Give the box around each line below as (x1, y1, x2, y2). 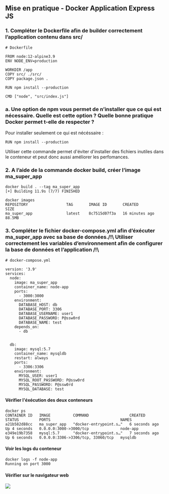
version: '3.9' (5, 266, 37, 272)
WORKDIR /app (5, 67, 33, 73)
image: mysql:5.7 (14, 346, 51, 351)
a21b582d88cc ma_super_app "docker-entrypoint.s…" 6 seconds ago (5, 421, 159, 427)
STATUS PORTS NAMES (5, 417, 132, 422)
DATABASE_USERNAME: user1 (18, 311, 73, 316)
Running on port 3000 (5, 461, 51, 466)
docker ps (5, 408, 26, 413)
